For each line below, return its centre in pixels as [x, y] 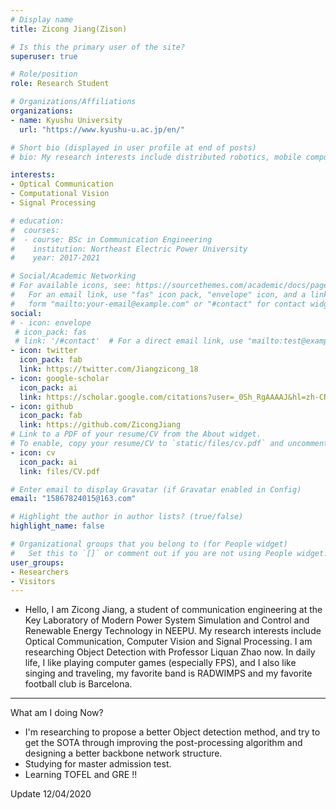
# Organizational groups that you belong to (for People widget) [149, 544]
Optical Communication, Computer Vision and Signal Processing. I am [168, 642]
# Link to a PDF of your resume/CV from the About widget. [136, 434]
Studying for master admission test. [98, 764]
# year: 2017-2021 [55, 258]
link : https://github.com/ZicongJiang [100, 425]
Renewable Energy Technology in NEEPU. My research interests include [173, 631]
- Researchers [40, 572]
